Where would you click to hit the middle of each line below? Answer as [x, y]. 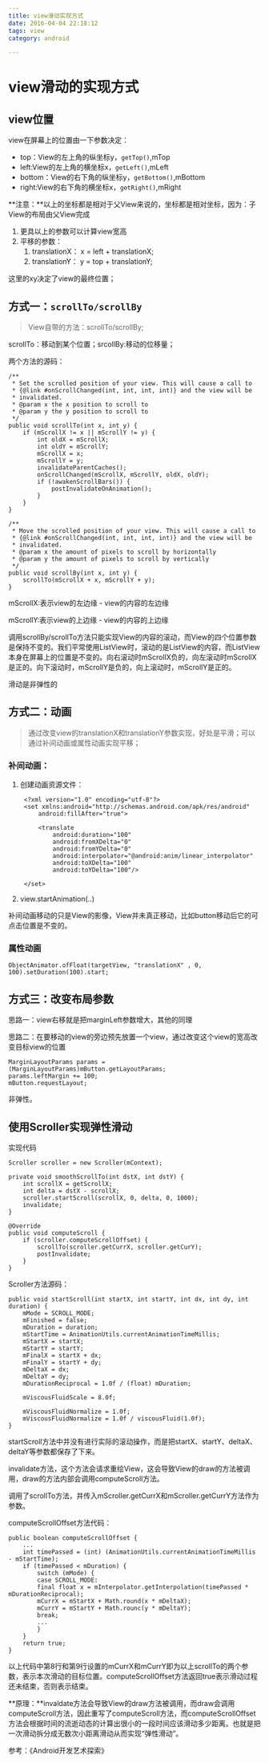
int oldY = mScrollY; [73, 447]
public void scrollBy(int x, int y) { [73, 573]
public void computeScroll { [57, 1233]
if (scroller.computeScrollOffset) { [86, 1241]
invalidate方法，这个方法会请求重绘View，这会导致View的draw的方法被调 [129, 1468]
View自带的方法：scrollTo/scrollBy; [86, 327]
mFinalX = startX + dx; [62, 1356]
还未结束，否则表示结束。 [50, 1687]
